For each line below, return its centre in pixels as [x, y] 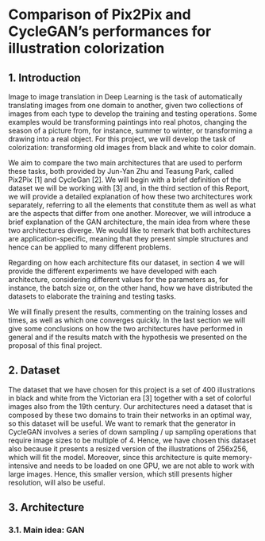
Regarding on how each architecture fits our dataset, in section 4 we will [127, 263]
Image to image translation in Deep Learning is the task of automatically [125, 97]
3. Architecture [46, 507]
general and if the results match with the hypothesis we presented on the [128, 337]
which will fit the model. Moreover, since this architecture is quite [114, 457]
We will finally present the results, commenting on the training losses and [128, 312]
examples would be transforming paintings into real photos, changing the [128, 122]
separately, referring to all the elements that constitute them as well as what [132, 205]
